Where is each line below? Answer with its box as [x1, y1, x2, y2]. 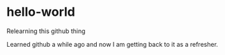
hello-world [6, 4, 76, 20]
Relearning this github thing [6, 27, 86, 35]
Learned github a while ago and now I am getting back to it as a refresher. [6, 40, 219, 48]
